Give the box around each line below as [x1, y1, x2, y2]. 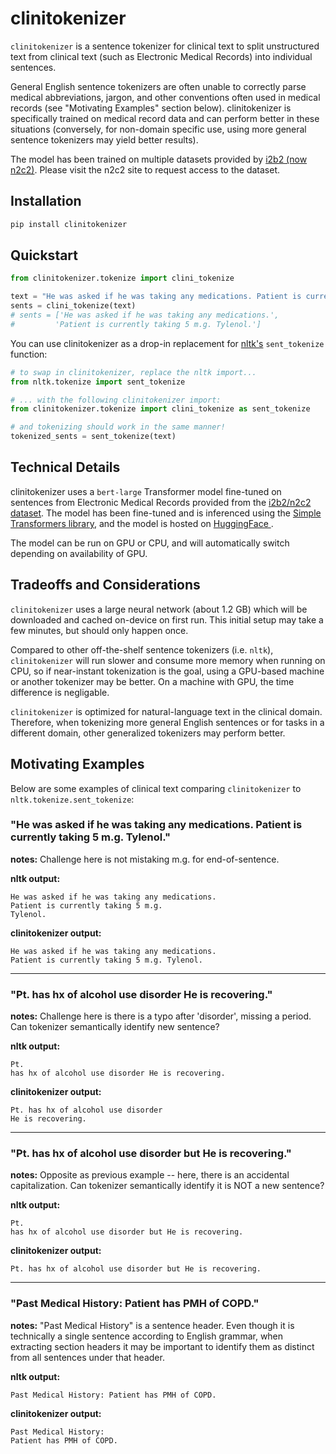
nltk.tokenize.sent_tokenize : [10, 793, 135, 805]
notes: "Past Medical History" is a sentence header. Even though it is [10, 1319, 295, 1331]
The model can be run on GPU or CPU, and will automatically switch [10, 537, 290, 549]
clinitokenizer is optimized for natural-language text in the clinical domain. [10, 705, 323, 717]
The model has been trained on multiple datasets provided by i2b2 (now [10, 153, 308, 165]
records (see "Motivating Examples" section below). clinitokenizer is [10, 102, 292, 114]
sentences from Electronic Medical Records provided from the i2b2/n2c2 [10, 496, 312, 508]
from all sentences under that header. [10, 1351, 165, 1363]
